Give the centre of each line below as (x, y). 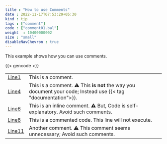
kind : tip (16, 19)
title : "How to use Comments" (38, 10)
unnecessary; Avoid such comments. (72, 134)
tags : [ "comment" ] (25, 24)
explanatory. (43, 112)
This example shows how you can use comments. (56, 56)
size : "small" (21, 38)
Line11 (16, 131)
